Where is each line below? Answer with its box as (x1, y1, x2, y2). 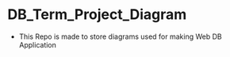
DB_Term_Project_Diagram (7, 6, 187, 24)
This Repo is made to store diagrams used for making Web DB (18, 32, 223, 41)
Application (18, 40, 57, 49)
